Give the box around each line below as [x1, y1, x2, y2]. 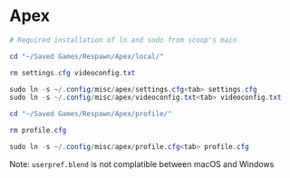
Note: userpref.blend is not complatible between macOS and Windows [9, 158, 275, 169]
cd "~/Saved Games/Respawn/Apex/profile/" [9, 110, 172, 119]
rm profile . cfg [9, 126, 67, 135]
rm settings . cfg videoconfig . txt [9, 68, 136, 77]
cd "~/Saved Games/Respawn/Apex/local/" [9, 52, 165, 61]
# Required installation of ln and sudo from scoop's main [9, 35, 237, 44]
